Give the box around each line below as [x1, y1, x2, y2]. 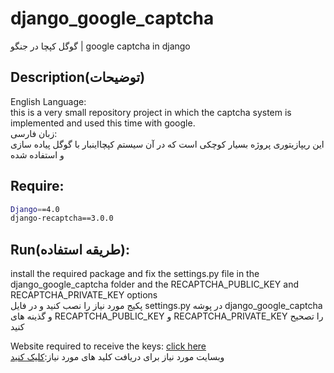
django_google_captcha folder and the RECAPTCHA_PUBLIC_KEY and [10, 278, 299, 291]
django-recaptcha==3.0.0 [10, 213, 114, 224]
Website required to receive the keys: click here [10, 340, 207, 352]
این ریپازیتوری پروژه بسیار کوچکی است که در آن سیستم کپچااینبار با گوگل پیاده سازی [10, 138, 325, 150]
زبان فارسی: [10, 127, 58, 139]
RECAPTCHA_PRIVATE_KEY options [10, 289, 158, 301]
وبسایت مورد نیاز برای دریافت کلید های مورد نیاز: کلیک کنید [10, 351, 225, 363]
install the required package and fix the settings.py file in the [10, 268, 260, 280]
